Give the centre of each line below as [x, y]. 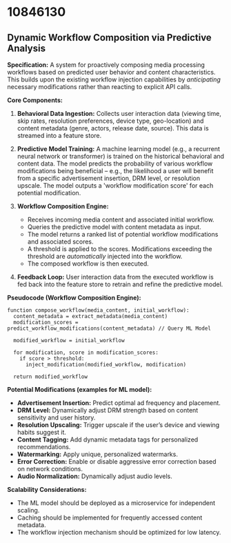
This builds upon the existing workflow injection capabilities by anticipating [114, 79]
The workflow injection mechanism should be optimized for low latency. [119, 532]
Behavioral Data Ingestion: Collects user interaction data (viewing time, [119, 113]
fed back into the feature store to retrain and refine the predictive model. [120, 284]
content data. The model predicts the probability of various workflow [115, 164]
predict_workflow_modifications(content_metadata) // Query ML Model [109, 328]
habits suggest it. [42, 432]
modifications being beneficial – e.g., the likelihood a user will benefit [115, 171]
